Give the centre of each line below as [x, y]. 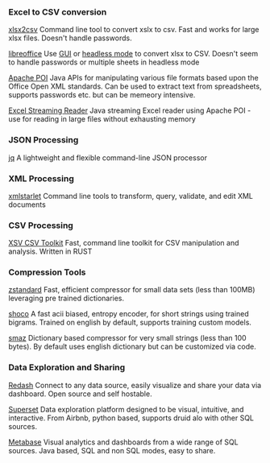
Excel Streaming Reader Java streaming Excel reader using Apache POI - [130, 110]
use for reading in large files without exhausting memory [102, 119]
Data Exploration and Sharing [67, 367]
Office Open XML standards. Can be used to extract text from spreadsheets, [135, 86]
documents [27, 205]
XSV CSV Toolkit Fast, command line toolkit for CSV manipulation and [124, 243]
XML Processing [41, 178]
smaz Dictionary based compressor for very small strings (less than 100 [128, 338]
